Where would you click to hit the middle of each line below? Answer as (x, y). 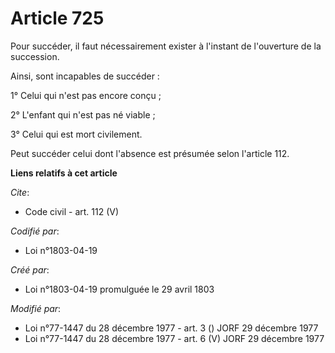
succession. (35, 56)
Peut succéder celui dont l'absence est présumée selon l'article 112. (150, 153)
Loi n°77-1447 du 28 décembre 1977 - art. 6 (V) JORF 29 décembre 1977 (174, 338)
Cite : (20, 192)
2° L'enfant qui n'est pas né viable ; (83, 114)
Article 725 (57, 18)
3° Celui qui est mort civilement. (76, 134)
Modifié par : (36, 308)
